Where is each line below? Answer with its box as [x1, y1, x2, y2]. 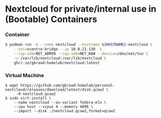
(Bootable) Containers [5, 14, 97, 25]
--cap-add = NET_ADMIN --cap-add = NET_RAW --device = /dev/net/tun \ [14, 51, 148, 57]
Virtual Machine [5, 72, 44, 79]
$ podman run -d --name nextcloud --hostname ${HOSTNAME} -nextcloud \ [5, 42, 153, 47]
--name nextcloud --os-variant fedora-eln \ [14, 100, 107, 105]
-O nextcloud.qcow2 [16, 92, 56, 97]
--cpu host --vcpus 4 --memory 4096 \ [14, 104, 93, 109]
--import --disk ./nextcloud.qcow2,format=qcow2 [14, 109, 115, 114]
